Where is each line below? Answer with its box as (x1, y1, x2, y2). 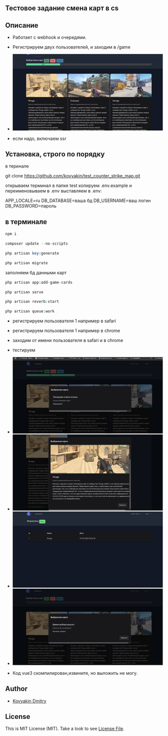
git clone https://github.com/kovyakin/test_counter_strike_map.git (5, 173, 140, 179)
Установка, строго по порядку (5, 150, 105, 158)
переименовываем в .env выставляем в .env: (5, 188, 102, 194)
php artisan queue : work (5, 309, 55, 314)
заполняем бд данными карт (5, 269, 66, 275)
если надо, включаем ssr (12, 135, 66, 141)
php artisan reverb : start (5, 299, 59, 304)
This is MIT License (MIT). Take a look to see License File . (5, 725, 124, 731)
